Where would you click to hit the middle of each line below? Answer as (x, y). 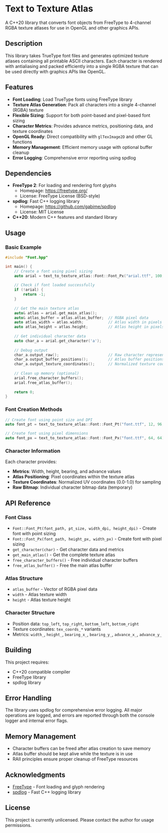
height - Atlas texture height (41, 600)
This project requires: (27, 662)
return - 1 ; (34, 295)
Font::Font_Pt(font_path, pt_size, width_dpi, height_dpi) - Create (84, 528)
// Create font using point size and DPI (49, 420)
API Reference (28, 503)
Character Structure (30, 613)
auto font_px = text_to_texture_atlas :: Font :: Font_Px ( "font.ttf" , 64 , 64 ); (86, 438)
